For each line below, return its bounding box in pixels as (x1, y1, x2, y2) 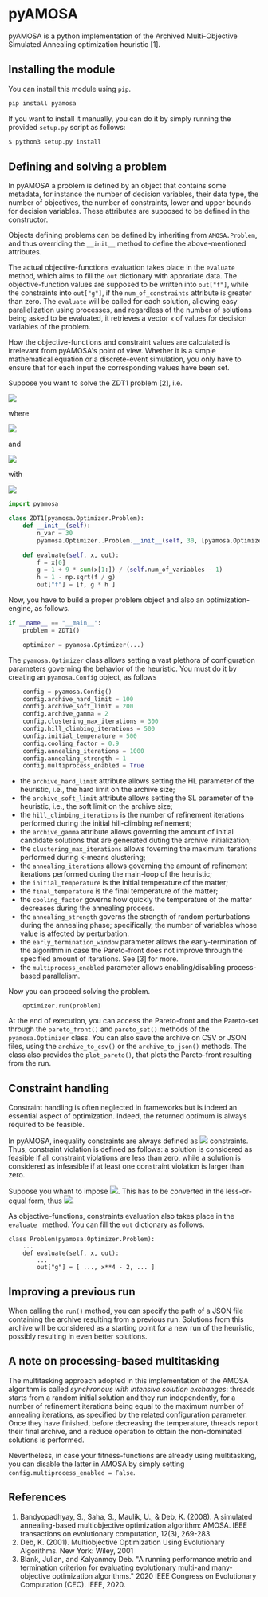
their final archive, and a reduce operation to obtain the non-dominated (8, 1426, 242, 1436)
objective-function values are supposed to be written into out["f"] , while (8, 280, 249, 290)
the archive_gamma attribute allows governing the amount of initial (19, 827, 234, 837)
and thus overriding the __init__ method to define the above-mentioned (8, 239, 246, 248)
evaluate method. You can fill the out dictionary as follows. (8, 1220, 205, 1229)
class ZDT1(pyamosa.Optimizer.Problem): (8, 515, 145, 522)
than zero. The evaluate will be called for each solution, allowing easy (8, 297, 238, 306)
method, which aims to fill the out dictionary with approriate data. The (8, 271, 238, 281)
